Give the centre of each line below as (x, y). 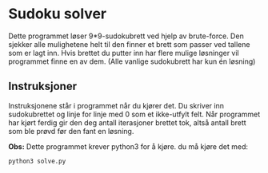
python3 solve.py (37, 161)
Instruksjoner (43, 86)
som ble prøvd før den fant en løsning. (71, 131)
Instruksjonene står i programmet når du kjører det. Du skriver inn (116, 105)
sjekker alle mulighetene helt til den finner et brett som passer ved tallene (129, 44)
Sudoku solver (57, 14)
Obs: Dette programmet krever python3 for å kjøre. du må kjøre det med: (128, 146)
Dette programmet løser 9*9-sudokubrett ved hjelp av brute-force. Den (126, 36)
